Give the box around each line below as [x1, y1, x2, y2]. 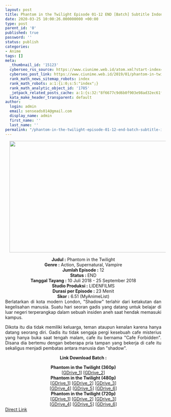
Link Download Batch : [59, 355, 107, 361]
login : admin [9, 104, 37, 109]
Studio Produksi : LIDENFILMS [52, 283, 115, 289]
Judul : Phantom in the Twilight [51, 256, 115, 263]
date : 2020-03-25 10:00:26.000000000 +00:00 [5, 16, 99, 21]
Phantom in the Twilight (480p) [50, 375, 116, 381]
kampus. [5, 314, 23, 320]
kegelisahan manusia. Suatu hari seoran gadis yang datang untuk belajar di [5, 304, 162, 310]
